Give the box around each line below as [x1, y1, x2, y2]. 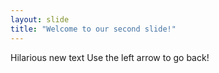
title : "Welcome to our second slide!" [10, 24, 177, 34]
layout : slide [10, 14, 70, 25]
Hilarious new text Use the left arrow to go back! [10, 51, 210, 63]
